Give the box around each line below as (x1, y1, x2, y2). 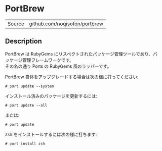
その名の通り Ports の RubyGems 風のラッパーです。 (5, 63, 112, 69)
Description (5, 37, 42, 46)
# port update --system (5, 84, 54, 89)
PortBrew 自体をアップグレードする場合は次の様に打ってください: (5, 74, 139, 80)
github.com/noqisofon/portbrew (29, 20, 104, 27)
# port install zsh (5, 141, 45, 146)
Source (7, 20, 25, 27)
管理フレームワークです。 (22, 57, 74, 63)
